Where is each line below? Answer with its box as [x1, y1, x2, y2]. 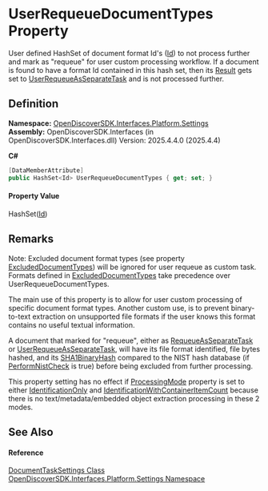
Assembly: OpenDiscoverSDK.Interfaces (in [8, 127, 154, 136]
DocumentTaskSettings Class [8, 465, 106, 475]
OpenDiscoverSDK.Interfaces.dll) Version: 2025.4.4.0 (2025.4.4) [8, 135, 222, 145]
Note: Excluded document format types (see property [8, 253, 186, 263]
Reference [8, 448, 44, 457]
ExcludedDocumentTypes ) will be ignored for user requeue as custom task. [8, 262, 257, 272]
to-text [8, 312, 31, 321]
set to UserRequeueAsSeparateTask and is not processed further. [8, 74, 225, 83]
